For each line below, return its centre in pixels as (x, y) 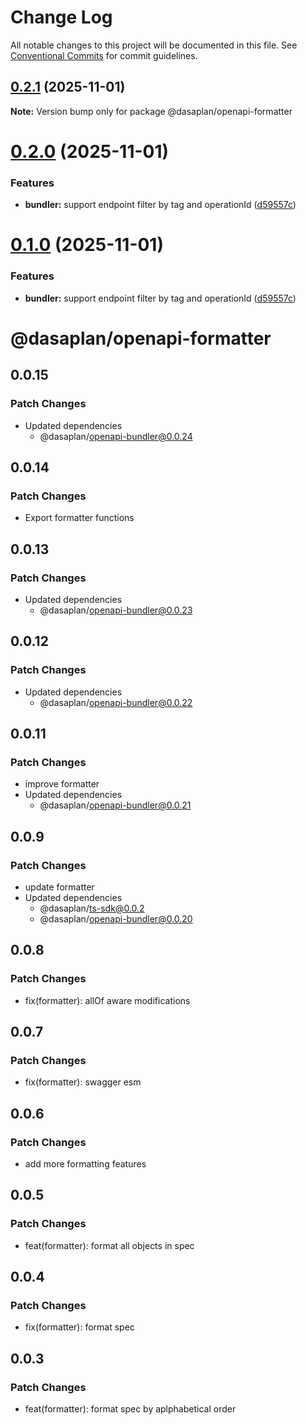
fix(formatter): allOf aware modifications (107, 1000)
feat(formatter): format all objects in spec (109, 1245)
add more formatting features (85, 1164)
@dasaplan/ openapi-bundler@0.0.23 (116, 610)
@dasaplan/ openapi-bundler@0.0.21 (115, 805)
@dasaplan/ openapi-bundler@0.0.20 (116, 919)
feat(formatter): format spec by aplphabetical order (130, 1409)
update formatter (59, 887)
